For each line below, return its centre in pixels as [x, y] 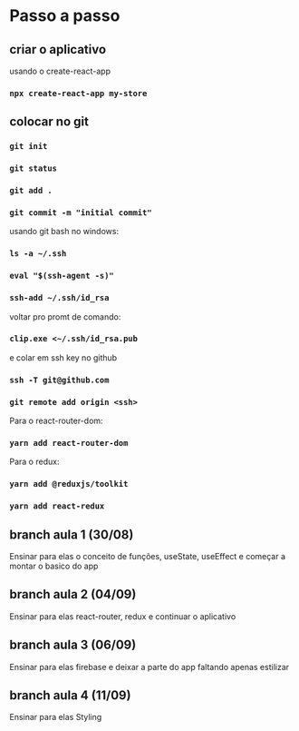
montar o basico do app [54, 566]
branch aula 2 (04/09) [73, 594]
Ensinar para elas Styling [56, 717]
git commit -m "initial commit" [81, 213]
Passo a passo [65, 16]
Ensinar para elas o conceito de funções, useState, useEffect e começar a [148, 556]
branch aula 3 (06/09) [73, 645]
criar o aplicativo [58, 49]
